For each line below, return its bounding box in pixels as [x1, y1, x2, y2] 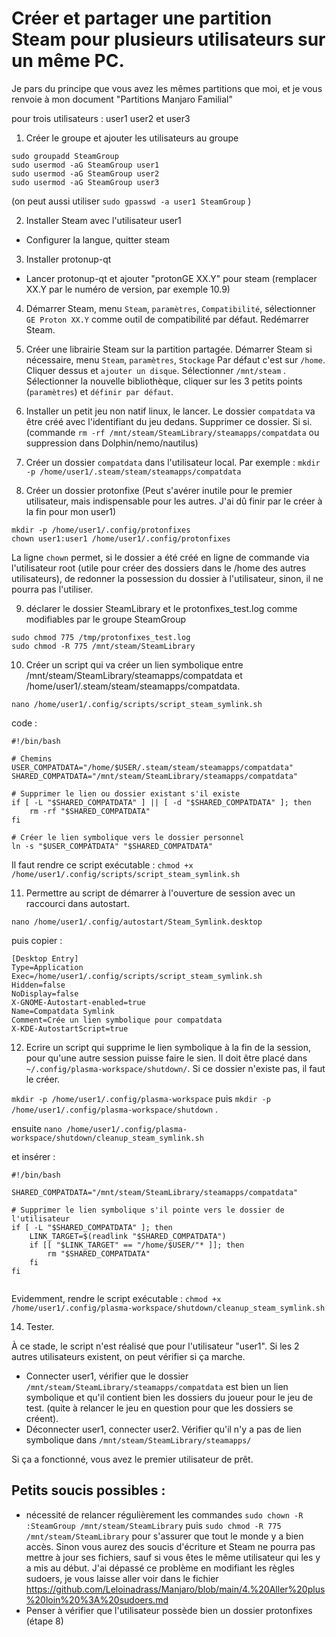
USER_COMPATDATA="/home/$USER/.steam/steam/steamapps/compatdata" [11, 762, 294, 772]
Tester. [25, 1320, 55, 1332]
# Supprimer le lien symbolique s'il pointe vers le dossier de [11, 1205, 285, 1215]
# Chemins [11, 753, 53, 764]
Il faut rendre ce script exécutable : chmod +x [11, 858, 194, 871]
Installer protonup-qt [25, 253, 112, 265]
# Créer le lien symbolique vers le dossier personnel [11, 832, 245, 842]
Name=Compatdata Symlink [11, 1006, 115, 1016]
